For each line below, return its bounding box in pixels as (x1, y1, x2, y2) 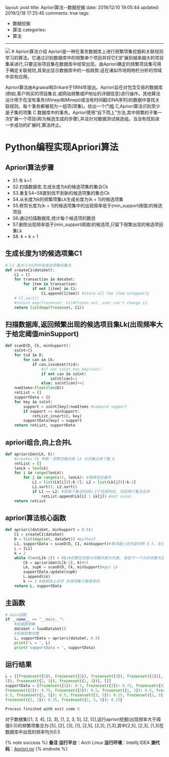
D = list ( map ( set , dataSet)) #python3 (14, 537, 96, 542)
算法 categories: (12, 27, 46, 33)
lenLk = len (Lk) (14, 466, 49, 471)
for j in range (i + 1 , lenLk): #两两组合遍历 (23, 475, 112, 480)
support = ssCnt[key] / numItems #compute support (23, 404, 127, 409)
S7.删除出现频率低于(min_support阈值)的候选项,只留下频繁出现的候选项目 (12, 221, 163, 228)
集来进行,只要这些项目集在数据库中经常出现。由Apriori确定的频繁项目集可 (5, 61, 157, 67)
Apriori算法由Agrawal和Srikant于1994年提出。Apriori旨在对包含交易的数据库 (5, 85, 163, 90)
